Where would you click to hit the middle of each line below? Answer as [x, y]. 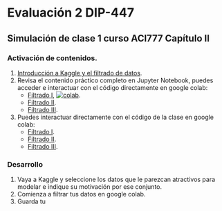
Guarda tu [31, 201]
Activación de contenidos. [53, 58]
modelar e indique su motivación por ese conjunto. [90, 187]
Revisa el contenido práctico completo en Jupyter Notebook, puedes [115, 80]
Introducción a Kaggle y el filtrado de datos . [80, 73]
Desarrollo [25, 164]
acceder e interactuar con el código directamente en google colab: [112, 87]
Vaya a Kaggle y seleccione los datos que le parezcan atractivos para [116, 180]
